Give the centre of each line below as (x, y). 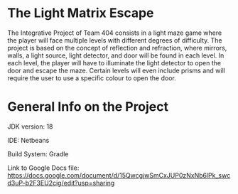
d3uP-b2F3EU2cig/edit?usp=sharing (61, 183)
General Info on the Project (88, 107)
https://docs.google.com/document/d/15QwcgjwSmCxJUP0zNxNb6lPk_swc (119, 175)
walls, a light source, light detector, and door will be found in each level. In (116, 55)
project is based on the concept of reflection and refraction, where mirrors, (117, 48)
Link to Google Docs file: (43, 168)
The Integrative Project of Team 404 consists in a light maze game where (115, 33)
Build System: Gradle (38, 153)
